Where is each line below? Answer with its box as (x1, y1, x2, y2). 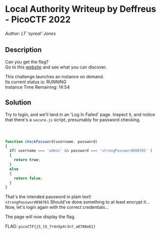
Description (5, 46, 42, 54)
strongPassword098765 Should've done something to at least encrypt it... (5, 199, 150, 205)
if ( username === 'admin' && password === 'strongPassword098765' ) (9, 148, 153, 153)
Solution (5, 99, 31, 107)
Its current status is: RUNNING (5, 79, 67, 85)
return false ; (14, 176, 43, 181)
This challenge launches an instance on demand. (5, 73, 104, 79)
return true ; (14, 158, 41, 163)
